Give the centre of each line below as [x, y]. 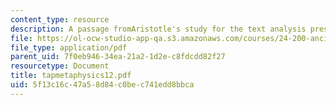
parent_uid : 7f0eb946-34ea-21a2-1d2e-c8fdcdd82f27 [118, 57]
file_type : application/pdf [69, 47]
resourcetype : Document [60, 66]
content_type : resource [60, 19]
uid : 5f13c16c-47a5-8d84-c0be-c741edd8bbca [102, 85]
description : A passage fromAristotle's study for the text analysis [158, 29]
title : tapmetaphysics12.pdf [71, 76]
